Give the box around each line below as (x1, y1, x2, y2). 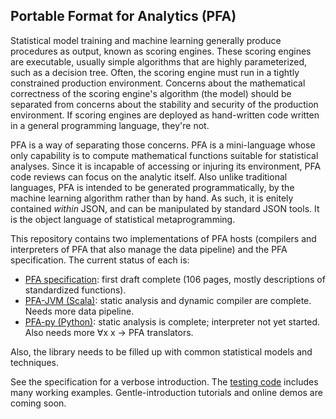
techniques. (10, 356, 59, 368)
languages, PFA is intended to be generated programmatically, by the (10, 181, 295, 193)
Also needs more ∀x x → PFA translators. (24, 326, 194, 338)
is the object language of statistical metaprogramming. (10, 213, 236, 225)
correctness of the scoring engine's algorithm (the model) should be (10, 87, 292, 99)
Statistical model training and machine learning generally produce (10, 34, 282, 46)
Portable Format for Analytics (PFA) (10, 8, 237, 25)
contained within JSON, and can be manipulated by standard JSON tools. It (10, 202, 320, 214)
